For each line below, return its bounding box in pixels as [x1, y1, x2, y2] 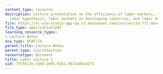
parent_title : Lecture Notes [5, 43, 64, 48]
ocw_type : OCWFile [5, 39, 42, 44]
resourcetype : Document [5, 52, 53, 57]
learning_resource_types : [5, 30, 57, 35]
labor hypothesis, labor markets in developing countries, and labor [9, 16, 153, 21]
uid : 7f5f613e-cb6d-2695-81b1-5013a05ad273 [5, 61, 95, 66]
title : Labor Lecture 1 [5, 57, 53, 62]
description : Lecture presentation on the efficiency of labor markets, [5, 12, 155, 17]
